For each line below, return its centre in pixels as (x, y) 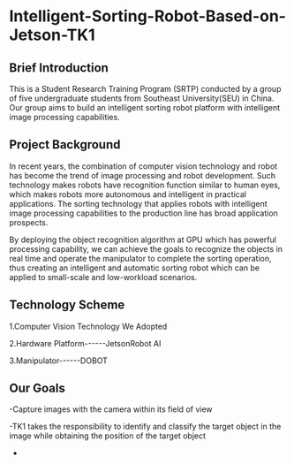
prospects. (29, 222)
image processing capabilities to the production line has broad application (143, 213)
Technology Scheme (67, 305)
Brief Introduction (59, 68)
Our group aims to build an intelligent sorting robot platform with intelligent (145, 107)
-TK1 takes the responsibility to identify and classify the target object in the (145, 427)
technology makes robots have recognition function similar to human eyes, (145, 185)
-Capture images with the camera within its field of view (111, 409)
